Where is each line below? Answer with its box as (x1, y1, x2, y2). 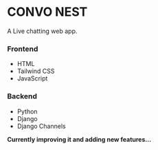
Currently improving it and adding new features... (7, 135, 152, 143)
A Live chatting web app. (7, 27, 78, 35)
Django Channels (16, 122, 67, 130)
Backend (7, 92, 38, 101)
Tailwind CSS (16, 67, 55, 76)
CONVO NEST (7, 4, 88, 20)
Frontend (7, 44, 38, 54)
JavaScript (16, 74, 48, 83)
